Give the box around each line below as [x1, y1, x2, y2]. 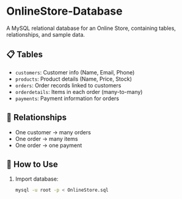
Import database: [15, 175, 59, 183]
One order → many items [15, 135, 78, 142]
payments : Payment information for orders [15, 95, 119, 102]
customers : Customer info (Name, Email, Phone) [15, 68, 135, 76]
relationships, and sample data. [6, 31, 86, 38]
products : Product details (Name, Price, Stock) [15, 75, 133, 82]
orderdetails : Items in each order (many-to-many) [15, 88, 143, 95]
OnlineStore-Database [6, 4, 123, 18]
